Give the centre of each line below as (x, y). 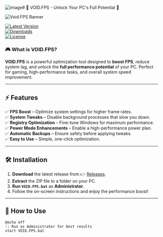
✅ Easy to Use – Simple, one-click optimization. (53, 139)
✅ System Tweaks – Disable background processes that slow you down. (78, 117)
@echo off (15, 222)
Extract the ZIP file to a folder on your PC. (54, 181)
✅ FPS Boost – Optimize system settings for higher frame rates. (69, 112)
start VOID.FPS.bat (25, 231)
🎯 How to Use (25, 211)
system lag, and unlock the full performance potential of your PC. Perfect (79, 67)
